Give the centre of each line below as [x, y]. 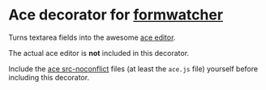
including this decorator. [49, 77]
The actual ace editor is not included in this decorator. [99, 53]
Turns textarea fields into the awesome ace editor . [92, 37]
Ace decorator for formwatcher [116, 15]
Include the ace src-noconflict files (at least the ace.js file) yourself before [133, 69]
